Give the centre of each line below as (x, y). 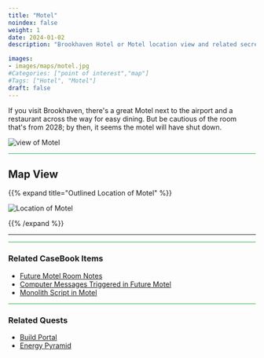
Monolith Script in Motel (58, 292)
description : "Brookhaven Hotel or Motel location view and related (123, 45)
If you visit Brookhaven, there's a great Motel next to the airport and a (121, 110)
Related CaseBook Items (56, 258)
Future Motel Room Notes (61, 276)
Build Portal (38, 337)
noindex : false (33, 23)
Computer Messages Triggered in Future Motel (95, 284)
